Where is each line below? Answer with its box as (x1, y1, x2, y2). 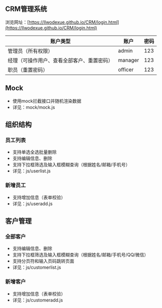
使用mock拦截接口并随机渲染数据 (12, 98, 82, 104)
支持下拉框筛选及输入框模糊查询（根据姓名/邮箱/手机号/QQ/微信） (12, 252, 149, 258)
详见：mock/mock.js (12, 104, 55, 110)
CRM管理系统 (5, 5, 47, 14)
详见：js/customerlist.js (12, 264, 61, 271)
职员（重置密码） (8, 66, 49, 73)
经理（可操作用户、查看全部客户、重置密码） (8, 57, 114, 64)
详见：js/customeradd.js (12, 297, 63, 303)
